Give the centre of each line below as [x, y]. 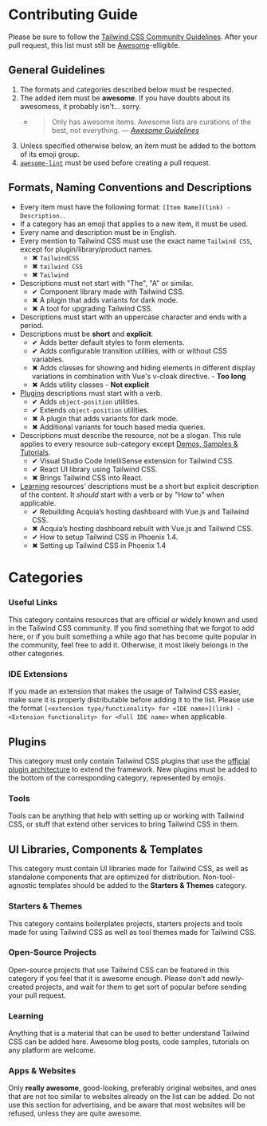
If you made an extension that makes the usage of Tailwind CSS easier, [125, 691]
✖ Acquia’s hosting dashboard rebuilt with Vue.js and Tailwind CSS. [142, 528]
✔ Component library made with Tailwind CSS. [108, 291]
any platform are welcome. [52, 1050]
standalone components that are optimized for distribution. [105, 877]
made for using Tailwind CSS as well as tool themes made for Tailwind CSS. [132, 932]
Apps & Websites [42, 1071]
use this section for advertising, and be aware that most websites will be [127, 1105]
